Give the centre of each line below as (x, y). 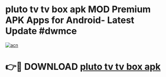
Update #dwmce (41, 31)
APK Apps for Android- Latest (70, 20)
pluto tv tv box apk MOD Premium (78, 9)
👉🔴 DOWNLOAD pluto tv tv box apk (83, 67)
